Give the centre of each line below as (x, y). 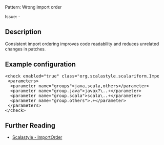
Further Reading (30, 126)
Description (23, 32)
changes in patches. (25, 49)
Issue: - (13, 16)
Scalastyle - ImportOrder (37, 137)
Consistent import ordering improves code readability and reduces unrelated (82, 44)
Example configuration (41, 64)
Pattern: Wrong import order (33, 7)
